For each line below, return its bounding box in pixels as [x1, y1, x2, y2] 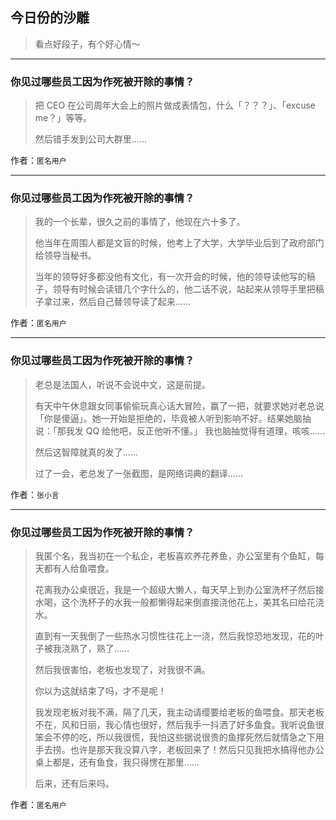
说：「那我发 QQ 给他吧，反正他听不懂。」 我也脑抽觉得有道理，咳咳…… [34, 424, 326, 437]
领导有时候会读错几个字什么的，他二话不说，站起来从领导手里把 [52, 283, 316, 295]
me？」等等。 [34, 112, 93, 124]
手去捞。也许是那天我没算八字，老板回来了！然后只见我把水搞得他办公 [34, 744, 325, 755]
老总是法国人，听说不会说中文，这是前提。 [34, 378, 211, 390]
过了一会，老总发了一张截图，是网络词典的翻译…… [34, 467, 243, 479]
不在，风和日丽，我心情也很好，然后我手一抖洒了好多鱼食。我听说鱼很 [34, 719, 325, 730]
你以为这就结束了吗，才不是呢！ [34, 685, 167, 697]
